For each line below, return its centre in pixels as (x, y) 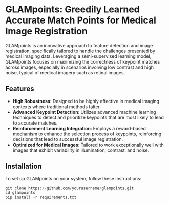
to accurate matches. (35, 123)
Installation (24, 166)
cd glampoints (20, 193)
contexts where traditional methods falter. (57, 107)
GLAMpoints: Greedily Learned (72, 9)
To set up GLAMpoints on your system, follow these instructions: (73, 178)
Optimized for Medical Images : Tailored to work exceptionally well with (88, 145)
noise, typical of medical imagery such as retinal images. (65, 72)
